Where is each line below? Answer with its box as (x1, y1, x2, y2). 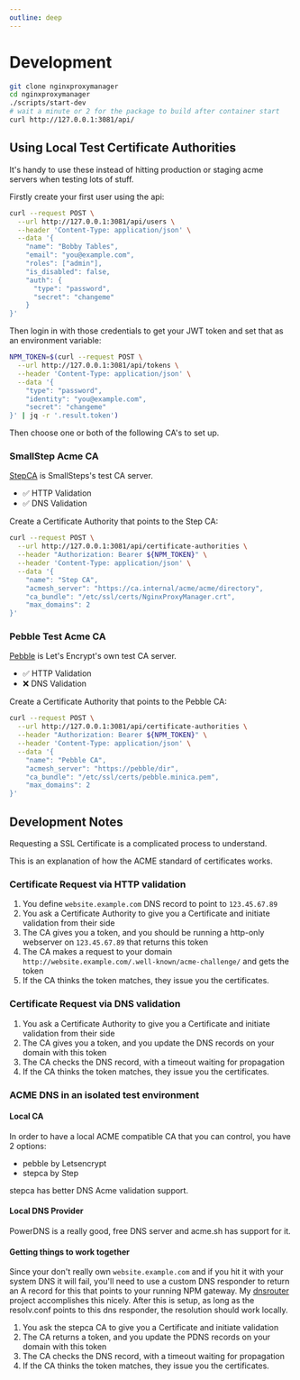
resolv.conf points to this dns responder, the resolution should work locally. (9, 1304, 288, 1316)
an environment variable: (9, 335, 102, 346)
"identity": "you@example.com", (25, 394, 147, 404)
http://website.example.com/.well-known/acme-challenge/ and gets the (22, 956, 290, 967)
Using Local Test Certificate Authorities (9, 141, 237, 156)
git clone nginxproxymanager (9, 82, 119, 91)
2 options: (9, 1140, 47, 1151)
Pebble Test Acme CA (9, 630, 106, 643)
